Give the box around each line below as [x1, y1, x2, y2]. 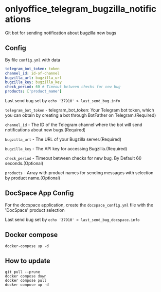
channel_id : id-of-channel [5, 71, 60, 76]
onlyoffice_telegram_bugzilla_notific [5, 3, 157, 15]
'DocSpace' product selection [5, 207, 65, 213]
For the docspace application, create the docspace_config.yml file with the [5, 202, 154, 208]
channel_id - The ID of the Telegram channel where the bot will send [5, 122, 143, 128]
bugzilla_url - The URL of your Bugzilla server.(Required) [5, 136, 122, 142]
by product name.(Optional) [5, 175, 61, 181]
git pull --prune [5, 270, 40, 274]
